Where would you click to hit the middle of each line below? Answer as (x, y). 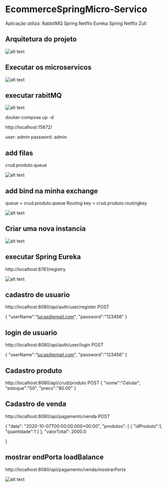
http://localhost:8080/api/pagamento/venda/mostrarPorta (66, 469)
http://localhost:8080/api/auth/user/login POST (54, 345)
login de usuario (31, 333)
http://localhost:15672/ (29, 127)
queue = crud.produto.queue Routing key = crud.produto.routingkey (76, 203)
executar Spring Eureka (43, 257)
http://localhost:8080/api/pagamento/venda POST (58, 416)
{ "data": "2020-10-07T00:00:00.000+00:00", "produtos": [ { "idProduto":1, (84, 426)
